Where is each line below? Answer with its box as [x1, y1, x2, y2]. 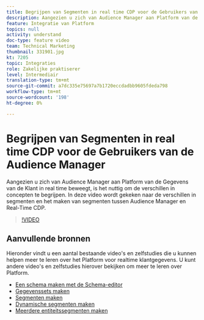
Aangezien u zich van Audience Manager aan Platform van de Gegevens [6, 178, 189, 185]
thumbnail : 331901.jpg [6, 49, 64, 55]
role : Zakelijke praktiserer [6, 65, 81, 72]
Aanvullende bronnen [6, 233, 90, 244]
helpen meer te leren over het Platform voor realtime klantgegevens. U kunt [6, 256, 196, 264]
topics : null [6, 26, 40, 32]
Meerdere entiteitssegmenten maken [15, 307, 108, 314]
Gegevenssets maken [15, 288, 70, 295]
